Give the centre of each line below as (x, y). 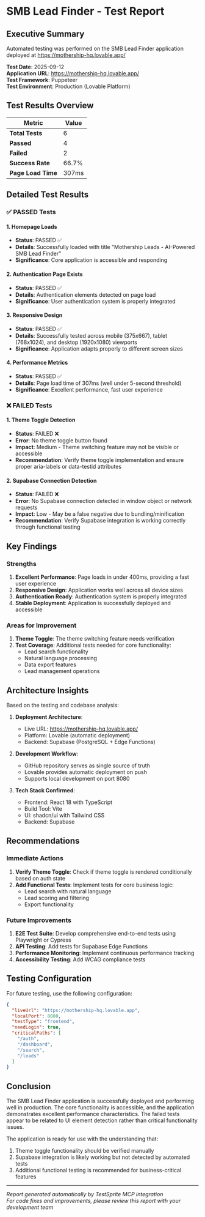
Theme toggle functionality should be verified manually (85, 1151)
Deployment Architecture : (49, 717)
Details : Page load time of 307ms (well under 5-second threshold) (98, 383)
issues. (15, 1127)
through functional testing (48, 527)
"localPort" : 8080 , (37, 1016)
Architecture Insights (48, 690)
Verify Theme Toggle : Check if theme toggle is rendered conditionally (103, 872)
